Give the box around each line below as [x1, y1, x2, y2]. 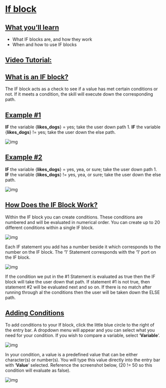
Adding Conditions [5, 309, 64, 318]
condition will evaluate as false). [5, 368, 71, 374]
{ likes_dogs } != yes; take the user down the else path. [5, 129, 116, 135]
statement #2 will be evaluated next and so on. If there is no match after [5, 284, 152, 290]
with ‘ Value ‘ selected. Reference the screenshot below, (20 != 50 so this [5, 362, 153, 368]
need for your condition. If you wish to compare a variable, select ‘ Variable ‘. [5, 333, 160, 338]
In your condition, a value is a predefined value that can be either [5, 352, 138, 358]
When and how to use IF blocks [12, 42, 77, 48]
